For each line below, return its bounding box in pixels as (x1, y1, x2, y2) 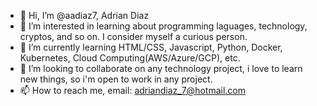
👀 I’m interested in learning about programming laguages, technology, (19, 20, 308, 32)
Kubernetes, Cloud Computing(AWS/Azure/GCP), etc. (19, 52, 241, 64)
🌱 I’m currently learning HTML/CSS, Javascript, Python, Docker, (19, 41, 283, 53)
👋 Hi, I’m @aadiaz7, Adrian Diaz (19, 10, 150, 21)
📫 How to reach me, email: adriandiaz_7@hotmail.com (19, 85, 246, 96)
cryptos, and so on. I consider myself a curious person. (19, 31, 248, 42)
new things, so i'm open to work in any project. (19, 73, 213, 85)
